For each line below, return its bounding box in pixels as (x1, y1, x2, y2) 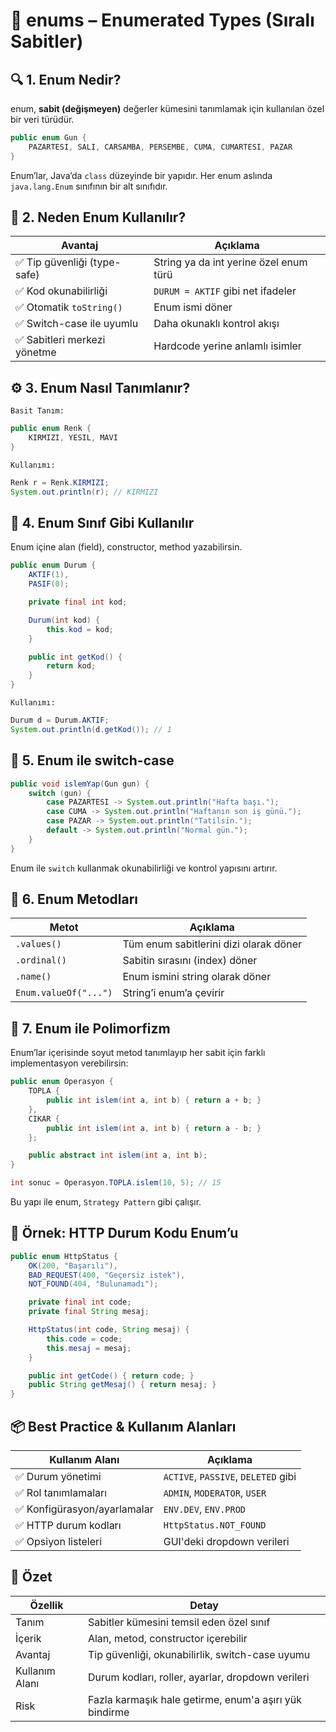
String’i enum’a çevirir (122, 986, 225, 1000)
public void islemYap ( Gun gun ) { (10, 779, 150, 789)
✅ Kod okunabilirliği (15, 284, 108, 298)
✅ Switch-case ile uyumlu (15, 317, 139, 331)
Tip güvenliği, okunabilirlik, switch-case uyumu (87, 1647, 311, 1661)
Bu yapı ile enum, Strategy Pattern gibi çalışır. (10, 1196, 202, 1208)
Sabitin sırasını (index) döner (122, 954, 258, 968)
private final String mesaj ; (28, 1307, 150, 1317)
